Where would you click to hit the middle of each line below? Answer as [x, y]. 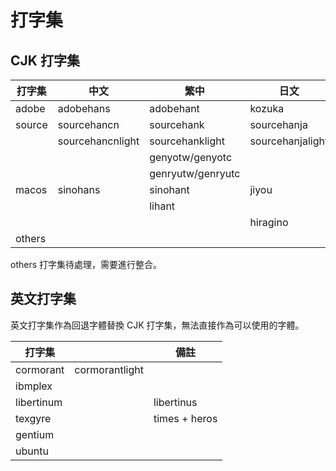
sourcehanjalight [289, 141]
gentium [35, 434]
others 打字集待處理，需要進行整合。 [86, 264]
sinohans [79, 189]
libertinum [39, 402]
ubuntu [32, 451]
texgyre [33, 418]
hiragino [269, 222]
